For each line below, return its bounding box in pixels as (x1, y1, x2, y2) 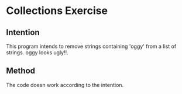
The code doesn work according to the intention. (6, 81, 124, 88)
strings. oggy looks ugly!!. (6, 49, 68, 56)
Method (6, 66, 36, 76)
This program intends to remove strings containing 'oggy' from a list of (6, 43, 177, 50)
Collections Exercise (6, 4, 108, 18)
